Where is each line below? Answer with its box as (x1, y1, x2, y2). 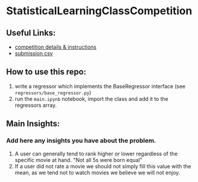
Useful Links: (6, 28, 56, 38)
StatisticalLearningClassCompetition (6, 4, 193, 18)
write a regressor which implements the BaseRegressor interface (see (14, 82, 186, 90)
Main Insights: (6, 119, 60, 129)
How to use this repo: (6, 67, 87, 77)
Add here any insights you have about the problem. (6, 136, 157, 145)
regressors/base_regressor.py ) (14, 89, 92, 96)
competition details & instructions (14, 43, 97, 50)
